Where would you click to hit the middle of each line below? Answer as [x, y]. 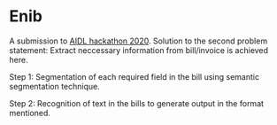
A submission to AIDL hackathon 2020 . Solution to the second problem [138, 41]
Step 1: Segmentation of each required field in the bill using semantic [134, 76]
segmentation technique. [54, 86]
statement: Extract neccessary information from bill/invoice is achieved [138, 50]
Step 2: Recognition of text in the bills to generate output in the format [136, 103]
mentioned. [30, 113]
